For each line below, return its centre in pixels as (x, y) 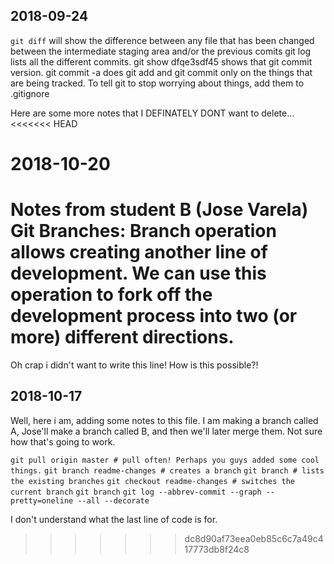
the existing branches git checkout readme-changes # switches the (152, 481)
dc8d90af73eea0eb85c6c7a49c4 (254, 538)
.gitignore (30, 93)
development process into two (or (154, 316)
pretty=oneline (42, 500)
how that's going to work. (63, 441)
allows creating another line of (139, 252)
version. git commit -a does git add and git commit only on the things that (161, 72)
